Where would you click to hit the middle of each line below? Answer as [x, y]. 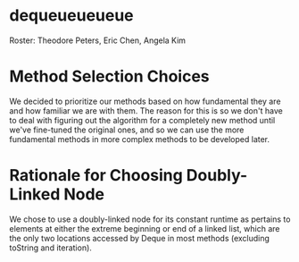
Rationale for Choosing [96, 176]
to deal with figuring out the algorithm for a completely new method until [142, 120]
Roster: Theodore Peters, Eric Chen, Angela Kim [97, 40]
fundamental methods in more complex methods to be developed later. [140, 139]
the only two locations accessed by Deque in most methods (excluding [140, 238]
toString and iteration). [50, 248]
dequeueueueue [71, 16]
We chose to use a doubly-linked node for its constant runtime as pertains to [150, 219]
